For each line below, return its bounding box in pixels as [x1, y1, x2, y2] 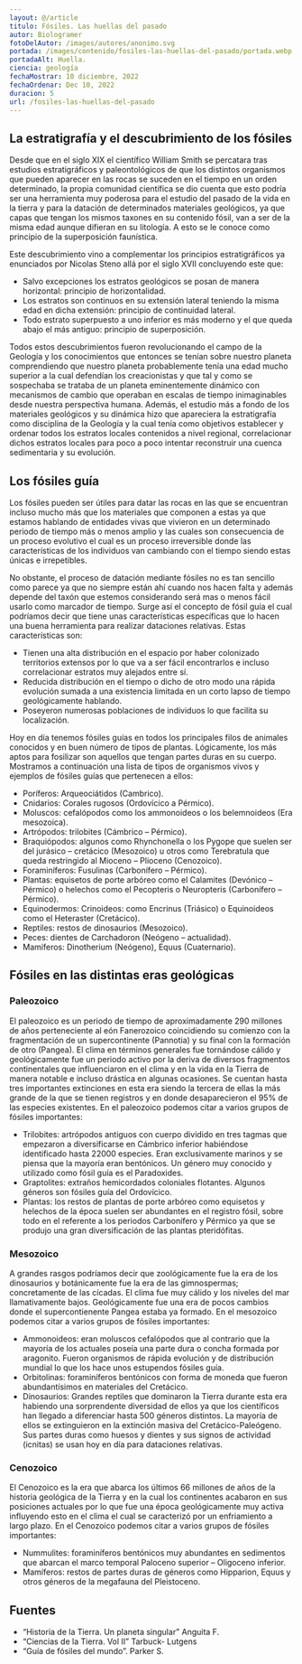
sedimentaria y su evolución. [9, 447, 116, 458]
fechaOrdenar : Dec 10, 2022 [9, 80, 115, 89]
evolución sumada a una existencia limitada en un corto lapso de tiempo [22, 686, 291, 696]
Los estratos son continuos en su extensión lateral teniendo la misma [22, 295, 279, 306]
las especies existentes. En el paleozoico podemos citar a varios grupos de [9, 1101, 288, 1112]
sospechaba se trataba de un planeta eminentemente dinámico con [9, 380, 260, 391]
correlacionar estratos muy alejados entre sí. [22, 667, 188, 678]
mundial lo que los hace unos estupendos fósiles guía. [22, 1361, 224, 1373]
